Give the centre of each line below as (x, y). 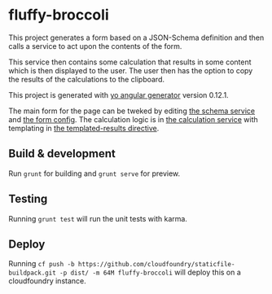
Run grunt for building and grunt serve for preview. (94, 173)
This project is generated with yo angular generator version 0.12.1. (119, 94)
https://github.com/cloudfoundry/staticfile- (156, 265)
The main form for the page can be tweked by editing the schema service (132, 111)
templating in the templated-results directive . (84, 128)
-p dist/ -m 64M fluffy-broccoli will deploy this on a (151, 272)
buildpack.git (33, 273)
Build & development (62, 154)
